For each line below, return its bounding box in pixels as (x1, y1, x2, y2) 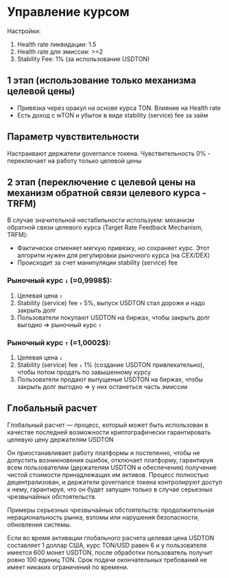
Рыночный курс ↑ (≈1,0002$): (7, 337, 111, 347)
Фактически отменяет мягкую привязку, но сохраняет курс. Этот (16, 244, 210, 252)
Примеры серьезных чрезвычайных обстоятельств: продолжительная (7, 506, 215, 514)
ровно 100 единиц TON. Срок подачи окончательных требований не (7, 555, 208, 564)
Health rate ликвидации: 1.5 (16, 40, 97, 48)
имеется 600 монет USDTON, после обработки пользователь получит (7, 548, 213, 557)
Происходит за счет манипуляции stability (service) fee (16, 258, 178, 267)
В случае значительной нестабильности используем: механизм (7, 216, 195, 224)
